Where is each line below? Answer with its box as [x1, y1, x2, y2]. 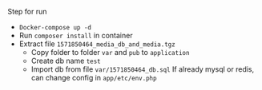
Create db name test [30, 56, 101, 65]
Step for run [7, 7, 47, 16]
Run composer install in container [18, 31, 133, 40]
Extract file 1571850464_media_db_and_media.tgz [18, 39, 175, 49]
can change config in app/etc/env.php [30, 73, 157, 82]
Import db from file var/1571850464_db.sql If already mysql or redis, [30, 65, 255, 74]
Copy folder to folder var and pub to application [30, 48, 190, 57]
